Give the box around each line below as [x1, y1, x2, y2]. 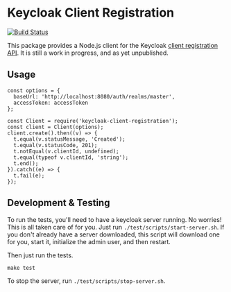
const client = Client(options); [7, 123, 104, 130]
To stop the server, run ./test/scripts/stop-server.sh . [7, 276, 166, 285]
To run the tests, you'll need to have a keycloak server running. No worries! [7, 215, 222, 223]
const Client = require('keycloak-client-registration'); [7, 117, 178, 124]
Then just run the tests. [7, 251, 74, 259]
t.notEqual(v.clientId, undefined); [13, 148, 119, 155]
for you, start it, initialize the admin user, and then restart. [7, 237, 171, 246]
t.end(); [13, 160, 39, 167]
